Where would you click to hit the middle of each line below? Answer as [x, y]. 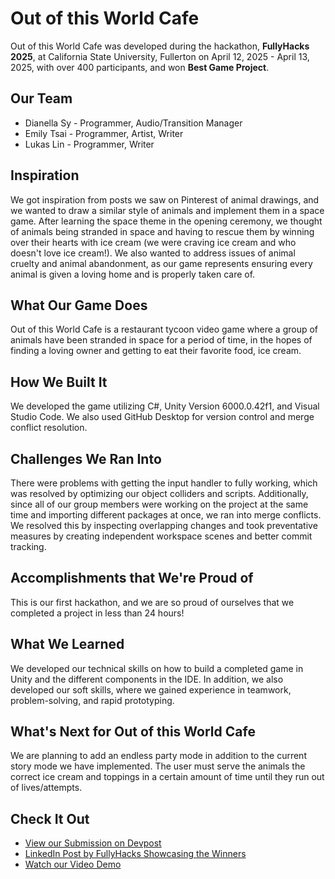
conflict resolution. [49, 428]
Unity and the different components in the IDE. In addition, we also [147, 679]
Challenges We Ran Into [86, 458]
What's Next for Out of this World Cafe [133, 732]
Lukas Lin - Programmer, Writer [89, 144]
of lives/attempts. [46, 788]
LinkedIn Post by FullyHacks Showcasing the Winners [135, 854]
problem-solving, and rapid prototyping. [92, 700]
